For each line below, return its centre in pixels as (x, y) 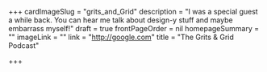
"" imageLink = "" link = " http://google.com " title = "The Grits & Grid (121, 37)
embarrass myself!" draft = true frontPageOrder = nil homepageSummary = (134, 28)
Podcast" (24, 46)
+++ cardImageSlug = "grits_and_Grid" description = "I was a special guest (133, 12)
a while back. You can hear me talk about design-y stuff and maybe (121, 20)
